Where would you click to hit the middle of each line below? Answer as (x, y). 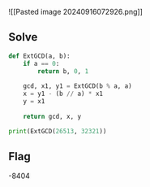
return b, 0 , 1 (63, 71)
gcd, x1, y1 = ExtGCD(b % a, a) (77, 86)
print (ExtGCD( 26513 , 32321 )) (58, 131)
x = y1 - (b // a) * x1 (63, 94)
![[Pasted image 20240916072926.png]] (76, 12)
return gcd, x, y (52, 116)
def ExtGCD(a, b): (39, 56)
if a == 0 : (41, 63)
